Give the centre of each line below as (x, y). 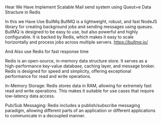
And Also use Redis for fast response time (47, 51)
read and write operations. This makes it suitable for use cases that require (80, 91)
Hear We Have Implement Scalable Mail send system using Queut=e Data (78, 7)
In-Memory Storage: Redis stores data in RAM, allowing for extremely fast (78, 86)
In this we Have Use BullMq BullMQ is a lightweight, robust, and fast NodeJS (81, 22)
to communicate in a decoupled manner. (45, 115)
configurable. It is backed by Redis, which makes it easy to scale (69, 37)
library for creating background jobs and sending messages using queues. (79, 27)
